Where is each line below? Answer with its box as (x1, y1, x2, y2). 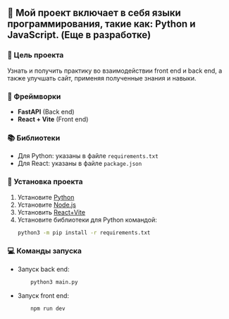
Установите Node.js (17, 200, 76, 209)
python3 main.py (30, 278, 78, 286)
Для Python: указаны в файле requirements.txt (17, 152, 159, 160)
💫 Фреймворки (7, 91, 61, 101)
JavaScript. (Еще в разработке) (7, 29, 151, 41)
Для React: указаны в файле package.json (17, 159, 142, 168)
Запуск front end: (17, 291, 69, 300)
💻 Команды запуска (7, 246, 82, 256)
